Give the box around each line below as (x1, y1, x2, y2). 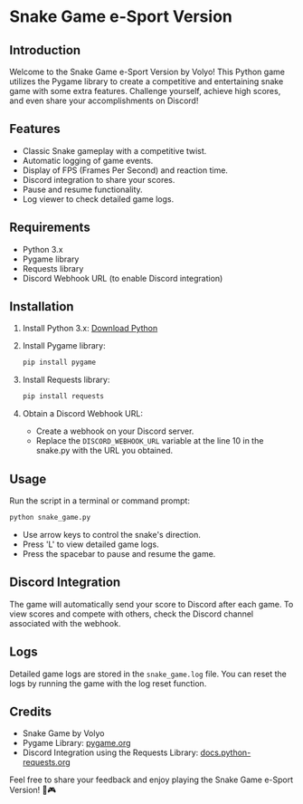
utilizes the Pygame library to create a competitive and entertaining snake (9, 76, 284, 87)
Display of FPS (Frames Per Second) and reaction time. (22, 165, 229, 176)
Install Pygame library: (22, 340, 106, 351)
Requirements (9, 220, 90, 235)
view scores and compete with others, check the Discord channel (9, 608, 254, 619)
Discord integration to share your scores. (22, 174, 175, 185)
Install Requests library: (22, 374, 110, 386)
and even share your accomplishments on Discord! (9, 95, 199, 106)
